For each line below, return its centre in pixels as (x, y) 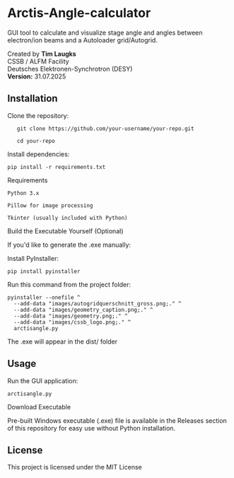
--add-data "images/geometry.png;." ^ (71, 316)
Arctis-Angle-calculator (79, 13)
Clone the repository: (38, 115)
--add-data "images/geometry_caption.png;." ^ (83, 310)
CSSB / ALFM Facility (38, 61)
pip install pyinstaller (44, 271)
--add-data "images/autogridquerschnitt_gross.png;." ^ (98, 303)
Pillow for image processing (50, 205)
